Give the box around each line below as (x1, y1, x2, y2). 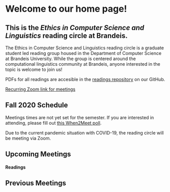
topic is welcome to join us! (5, 67, 63, 72)
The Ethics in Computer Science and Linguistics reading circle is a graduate (5, 45, 164, 51)
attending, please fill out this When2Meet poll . (5, 120, 102, 126)
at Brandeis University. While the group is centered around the (5, 56, 136, 62)
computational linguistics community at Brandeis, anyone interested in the (5, 61, 160, 67)
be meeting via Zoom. (5, 135, 51, 141)
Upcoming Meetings (5, 150, 71, 158)
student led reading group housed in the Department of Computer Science (5, 50, 162, 56)
